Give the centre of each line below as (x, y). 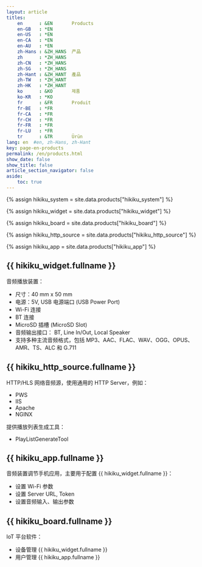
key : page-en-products (35, 148)
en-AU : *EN (35, 46)
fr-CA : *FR (35, 114)
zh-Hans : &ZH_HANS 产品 (49, 52)
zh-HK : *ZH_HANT (42, 86)
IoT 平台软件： (24, 537)
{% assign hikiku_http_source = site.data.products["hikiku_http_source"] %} (101, 235)
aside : (15, 177)
